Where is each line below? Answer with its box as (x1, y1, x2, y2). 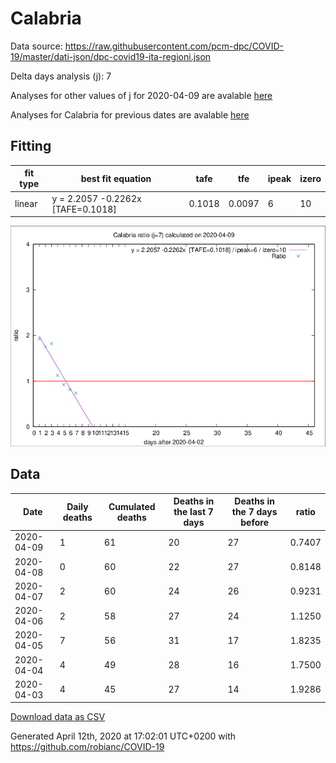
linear (14, 198, 38, 209)
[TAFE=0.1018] (51, 203, 117, 215)
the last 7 (173, 506, 214, 518)
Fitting (10, 138, 52, 155)
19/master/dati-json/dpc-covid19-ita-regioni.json (10, 50, 212, 62)
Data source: (10, 40, 63, 52)
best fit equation (80, 172, 152, 184)
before (240, 517, 269, 529)
